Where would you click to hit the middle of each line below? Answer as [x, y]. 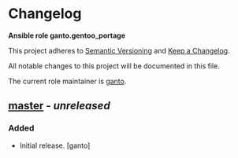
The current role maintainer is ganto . [67, 81]
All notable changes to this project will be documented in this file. [114, 66]
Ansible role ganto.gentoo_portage [67, 35]
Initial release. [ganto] [55, 145]
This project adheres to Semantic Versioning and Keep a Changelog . [119, 50]
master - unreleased [59, 106]
